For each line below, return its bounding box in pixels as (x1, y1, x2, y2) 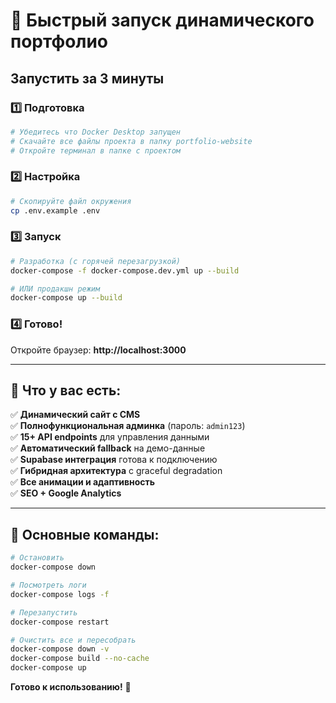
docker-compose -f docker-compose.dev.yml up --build (10, 265, 240, 276)
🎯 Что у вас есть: (10, 382, 122, 399)
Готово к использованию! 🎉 (10, 681, 132, 693)
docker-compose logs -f (10, 589, 110, 599)
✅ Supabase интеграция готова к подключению (10, 454, 218, 466)
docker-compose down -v (10, 644, 110, 654)
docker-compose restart (10, 617, 110, 627)
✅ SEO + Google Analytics (10, 487, 122, 499)
